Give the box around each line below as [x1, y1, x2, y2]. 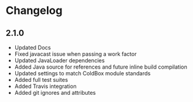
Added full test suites [14, 76, 68, 83]
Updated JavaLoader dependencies [14, 57, 105, 64]
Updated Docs [14, 44, 51, 51]
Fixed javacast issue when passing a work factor [14, 50, 137, 58]
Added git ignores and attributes [14, 89, 96, 96]
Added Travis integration [14, 83, 77, 90]
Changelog [5, 4, 63, 18]
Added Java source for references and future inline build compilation [14, 63, 188, 70]
